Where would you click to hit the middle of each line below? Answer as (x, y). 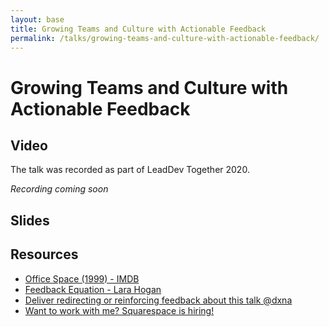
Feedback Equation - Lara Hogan (93, 289)
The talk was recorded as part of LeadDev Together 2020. (130, 170)
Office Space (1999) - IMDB (82, 278)
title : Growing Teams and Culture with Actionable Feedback (138, 29)
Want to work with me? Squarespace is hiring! (119, 310)
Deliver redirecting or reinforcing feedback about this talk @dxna (158, 300)
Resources (44, 254)
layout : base (37, 19)
